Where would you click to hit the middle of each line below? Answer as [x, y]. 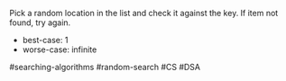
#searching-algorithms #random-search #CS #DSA [105, 67]
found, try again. [40, 22]
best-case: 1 [45, 40]
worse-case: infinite [60, 49]
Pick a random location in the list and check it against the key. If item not [144, 13]
